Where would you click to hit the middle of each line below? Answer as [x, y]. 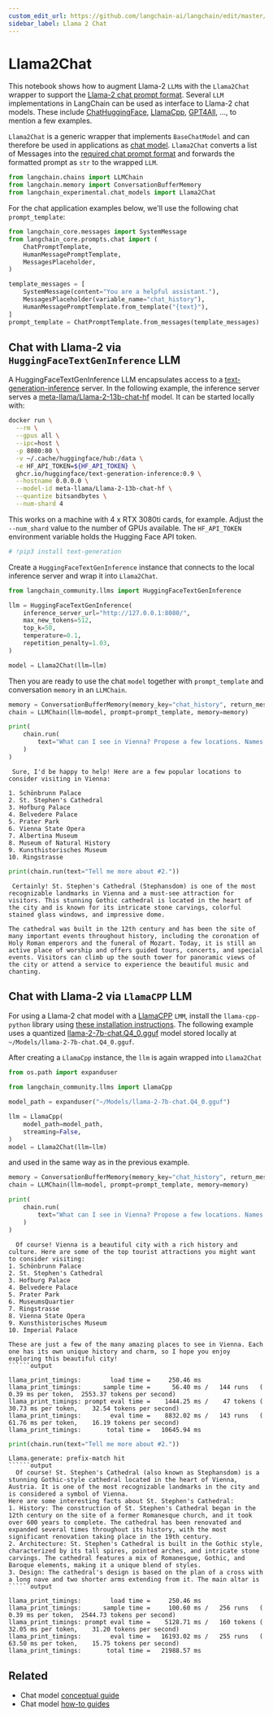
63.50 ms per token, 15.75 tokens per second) [94, 1644]
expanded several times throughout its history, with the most [118, 1530]
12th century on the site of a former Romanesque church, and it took [130, 1516]
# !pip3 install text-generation [65, 551]
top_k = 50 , [40, 628]
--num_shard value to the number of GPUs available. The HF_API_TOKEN [125, 528]
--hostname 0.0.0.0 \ [52, 481]
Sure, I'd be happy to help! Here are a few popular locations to [127, 771]
